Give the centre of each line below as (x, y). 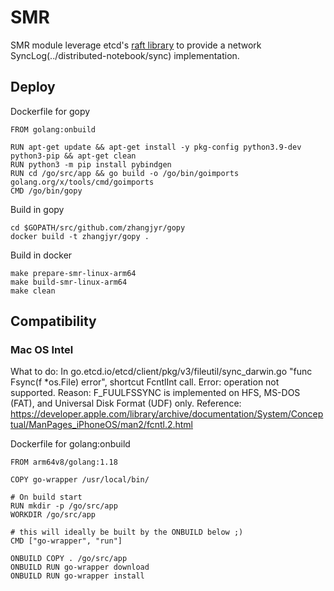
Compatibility (53, 321)
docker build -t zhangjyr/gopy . (80, 236)
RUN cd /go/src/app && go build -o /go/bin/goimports (125, 173)
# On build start (46, 497)
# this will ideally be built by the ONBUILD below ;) (127, 532)
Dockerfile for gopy (50, 111)
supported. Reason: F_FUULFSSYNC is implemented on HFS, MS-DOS (155, 393)
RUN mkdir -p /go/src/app (64, 506)
